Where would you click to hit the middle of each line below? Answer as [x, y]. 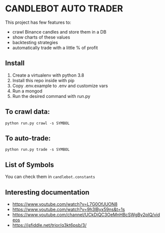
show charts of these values [41, 37]
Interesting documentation [47, 192]
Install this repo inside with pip [43, 80]
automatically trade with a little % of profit [55, 47]
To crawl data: [27, 112]
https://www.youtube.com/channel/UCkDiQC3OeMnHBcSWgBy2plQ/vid [86, 215]
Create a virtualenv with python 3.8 [48, 75]
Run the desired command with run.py [51, 96]
